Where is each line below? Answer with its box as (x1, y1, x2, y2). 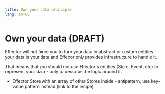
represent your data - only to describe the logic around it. (5, 69, 122, 75)
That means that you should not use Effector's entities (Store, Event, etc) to (5, 64, 159, 70)
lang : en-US (5, 12, 30, 17)
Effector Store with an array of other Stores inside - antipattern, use (12, 78, 150, 84)
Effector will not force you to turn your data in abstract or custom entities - (5, 49, 157, 55)
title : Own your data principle (5, 7, 72, 12)
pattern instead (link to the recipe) (24, 84, 94, 90)
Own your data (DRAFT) (5, 33, 105, 44)
